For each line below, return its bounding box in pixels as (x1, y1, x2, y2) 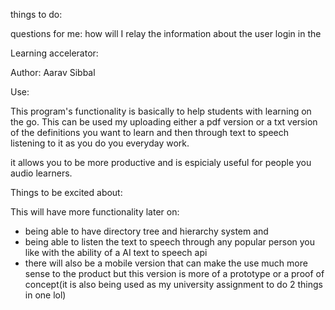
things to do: (10, 9, 63, 20)
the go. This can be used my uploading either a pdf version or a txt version (10, 116, 318, 128)
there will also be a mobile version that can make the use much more (24, 257, 308, 269)
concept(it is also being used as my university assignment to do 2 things (24, 279, 323, 290)
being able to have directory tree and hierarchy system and (24, 225, 269, 237)
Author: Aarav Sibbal (10, 67, 96, 78)
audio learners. (10, 167, 73, 179)
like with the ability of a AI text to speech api (24, 247, 208, 258)
